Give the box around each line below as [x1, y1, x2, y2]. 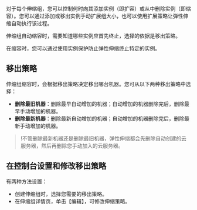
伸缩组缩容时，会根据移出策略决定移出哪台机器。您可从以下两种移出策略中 [6, 80, 186, 87]
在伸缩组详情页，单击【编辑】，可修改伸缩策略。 [14, 198, 131, 205]
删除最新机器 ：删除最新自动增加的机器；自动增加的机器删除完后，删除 [14, 115, 185, 122]
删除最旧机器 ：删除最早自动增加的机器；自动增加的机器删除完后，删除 [14, 100, 185, 107]
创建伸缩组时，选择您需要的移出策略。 [14, 190, 107, 197]
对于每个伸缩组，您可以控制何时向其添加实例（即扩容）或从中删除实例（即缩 [6, 5, 191, 12]
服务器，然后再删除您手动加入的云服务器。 [20, 142, 124, 149]
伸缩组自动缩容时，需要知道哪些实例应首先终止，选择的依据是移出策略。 [6, 32, 181, 39]
